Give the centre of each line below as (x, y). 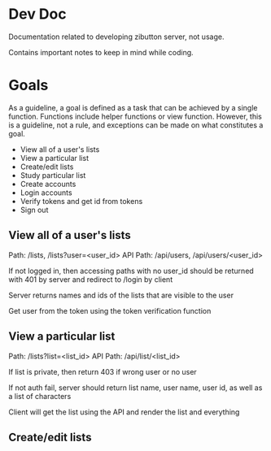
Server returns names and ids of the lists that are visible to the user (121, 295)
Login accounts (46, 193)
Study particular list (53, 175)
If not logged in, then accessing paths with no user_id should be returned (131, 271)
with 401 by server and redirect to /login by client (91, 279)
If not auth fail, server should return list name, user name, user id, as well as (135, 388)
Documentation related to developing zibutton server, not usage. (116, 37)
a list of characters (40, 396)
